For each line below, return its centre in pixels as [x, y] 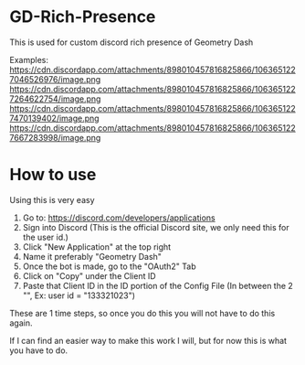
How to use [53, 175]
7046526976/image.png [55, 79]
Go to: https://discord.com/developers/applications [119, 218]
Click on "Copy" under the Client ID [89, 275]
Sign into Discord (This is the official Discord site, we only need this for [156, 227]
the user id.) [45, 237]
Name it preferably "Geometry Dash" [92, 256]
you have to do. [39, 350]
